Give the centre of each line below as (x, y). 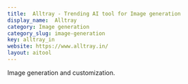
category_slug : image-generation (56, 33)
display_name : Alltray (42, 20)
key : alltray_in (31, 40)
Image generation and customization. (61, 72)
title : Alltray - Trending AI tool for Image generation (94, 14)
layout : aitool (30, 53)
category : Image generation (49, 27)
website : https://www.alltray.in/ (58, 46)
